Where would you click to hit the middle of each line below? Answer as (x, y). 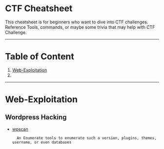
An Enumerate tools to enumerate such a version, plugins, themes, (87, 138)
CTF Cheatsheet (39, 9)
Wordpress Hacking (36, 117)
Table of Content (40, 57)
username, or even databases (42, 142)
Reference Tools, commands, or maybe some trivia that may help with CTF (80, 27)
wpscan (20, 129)
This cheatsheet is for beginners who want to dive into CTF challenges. (77, 22)
